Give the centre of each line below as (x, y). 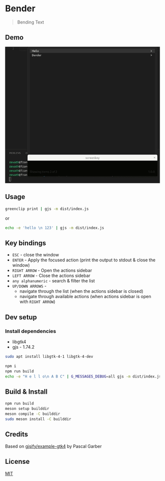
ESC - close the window (36, 255)
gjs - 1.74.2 (23, 347)
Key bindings (26, 243)
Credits (17, 434)
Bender (20, 9)
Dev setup (21, 317)
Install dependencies (31, 331)
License (17, 462)
